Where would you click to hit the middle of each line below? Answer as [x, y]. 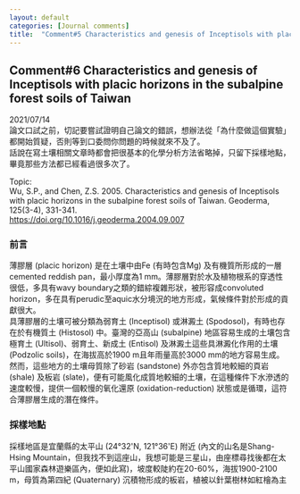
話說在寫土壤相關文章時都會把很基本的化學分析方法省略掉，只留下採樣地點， [150, 153]
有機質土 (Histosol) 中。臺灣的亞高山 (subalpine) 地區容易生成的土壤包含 [158, 332]
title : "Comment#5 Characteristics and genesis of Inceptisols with [142, 34]
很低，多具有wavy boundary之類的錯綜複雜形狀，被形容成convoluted [137, 288]
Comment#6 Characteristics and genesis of [133, 70]
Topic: [21, 182]
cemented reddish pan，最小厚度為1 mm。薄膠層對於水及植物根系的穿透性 [146, 277]
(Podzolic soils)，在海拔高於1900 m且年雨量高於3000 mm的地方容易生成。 [147, 355]
